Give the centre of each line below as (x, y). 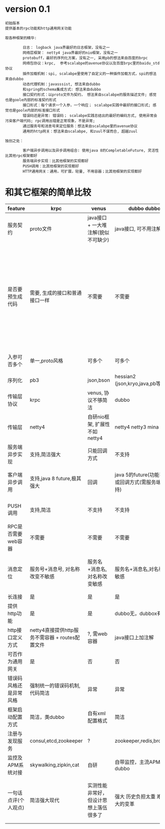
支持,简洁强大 (45, 454)
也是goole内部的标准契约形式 (31, 100)
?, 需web (98, 634)
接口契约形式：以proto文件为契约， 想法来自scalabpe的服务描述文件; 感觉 (90, 95)
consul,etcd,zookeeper (56, 741)
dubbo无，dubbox (136, 613)
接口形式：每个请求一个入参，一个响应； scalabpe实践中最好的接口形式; (87, 105)
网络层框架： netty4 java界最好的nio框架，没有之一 (70, 53)
